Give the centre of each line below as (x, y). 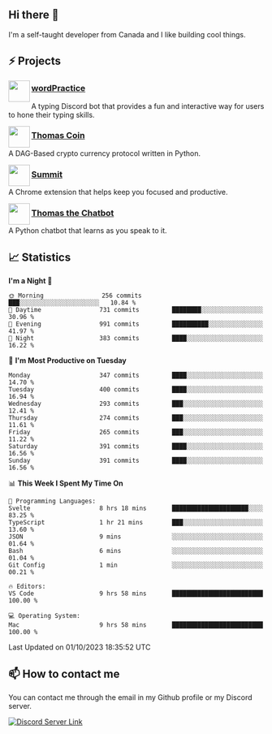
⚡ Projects (35, 61)
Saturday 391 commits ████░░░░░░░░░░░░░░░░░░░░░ (136, 447)
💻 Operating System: (45, 616)
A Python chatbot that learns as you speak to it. (88, 231)
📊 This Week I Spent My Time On (66, 483)
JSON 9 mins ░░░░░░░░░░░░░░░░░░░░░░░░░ (136, 537)
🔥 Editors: (27, 587)
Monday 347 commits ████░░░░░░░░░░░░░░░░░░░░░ (136, 376)
